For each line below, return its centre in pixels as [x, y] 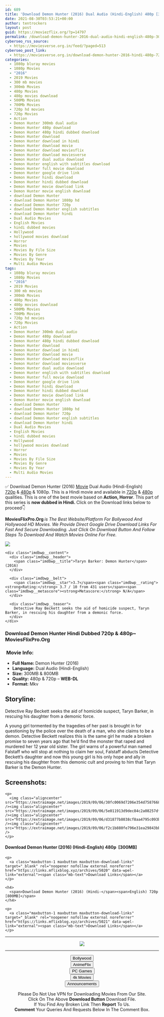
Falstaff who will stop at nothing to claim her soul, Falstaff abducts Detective [82, 751]
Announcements [82, 984]
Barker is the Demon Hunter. [34, 767]
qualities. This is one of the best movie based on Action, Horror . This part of [82, 497]
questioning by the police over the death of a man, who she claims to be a [79, 731]
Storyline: [20, 699]
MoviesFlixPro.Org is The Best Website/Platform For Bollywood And [74, 519]
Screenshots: [26, 782]
